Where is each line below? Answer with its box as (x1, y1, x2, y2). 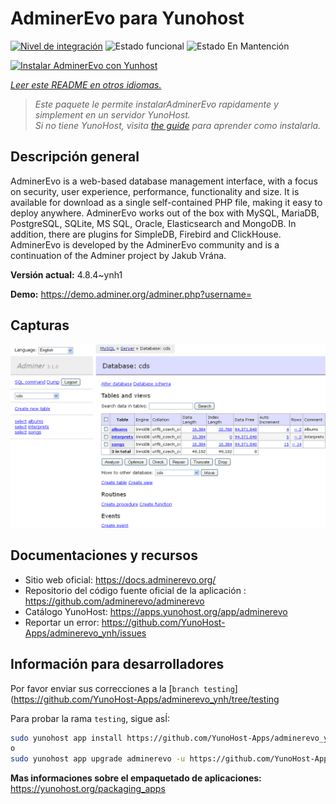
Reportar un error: (24, 616, 100, 628)
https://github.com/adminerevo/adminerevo (24, 595, 205, 607)
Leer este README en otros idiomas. (10, 78, 162, 91)
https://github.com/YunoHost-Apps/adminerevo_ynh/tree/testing (13, 693, 280, 705)
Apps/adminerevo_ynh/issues (24, 627, 147, 639)
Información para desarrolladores (10, 656, 225, 673)
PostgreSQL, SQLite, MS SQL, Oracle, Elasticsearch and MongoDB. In (10, 217, 297, 229)
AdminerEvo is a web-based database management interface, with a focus (10, 175, 318, 187)
